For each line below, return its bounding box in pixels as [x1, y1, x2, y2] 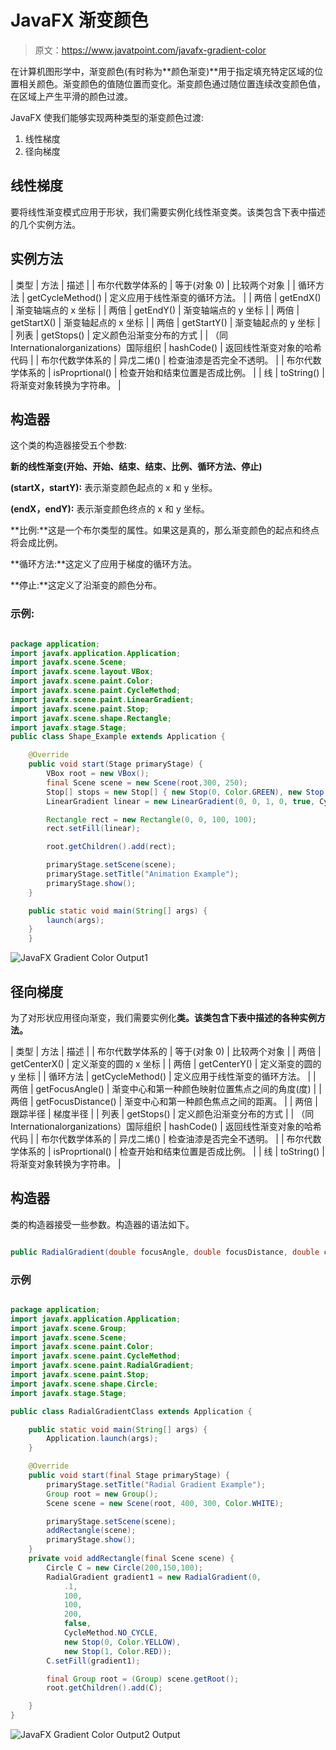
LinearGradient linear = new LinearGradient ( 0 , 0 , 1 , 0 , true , [46, 796, 316, 806]
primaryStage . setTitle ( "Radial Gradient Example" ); [46, 1479, 267, 1490]
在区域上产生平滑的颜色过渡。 [10, 90, 133, 102]
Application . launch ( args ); [46, 1434, 159, 1444]
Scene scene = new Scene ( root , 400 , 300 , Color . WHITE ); [46, 1498, 284, 1508]
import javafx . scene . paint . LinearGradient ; [10, 694, 195, 705]
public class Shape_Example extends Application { [10, 732, 226, 742]
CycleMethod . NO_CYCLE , [63, 1628, 159, 1638]
